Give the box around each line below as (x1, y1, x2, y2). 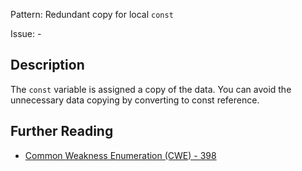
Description (10, 57, 85, 74)
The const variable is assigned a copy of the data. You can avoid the (10, 83, 292, 95)
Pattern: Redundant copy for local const (10, 9, 174, 20)
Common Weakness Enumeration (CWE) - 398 (24, 149, 217, 161)
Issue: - (10, 28, 42, 39)
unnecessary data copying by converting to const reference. (10, 94, 260, 106)
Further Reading (10, 123, 114, 140)
